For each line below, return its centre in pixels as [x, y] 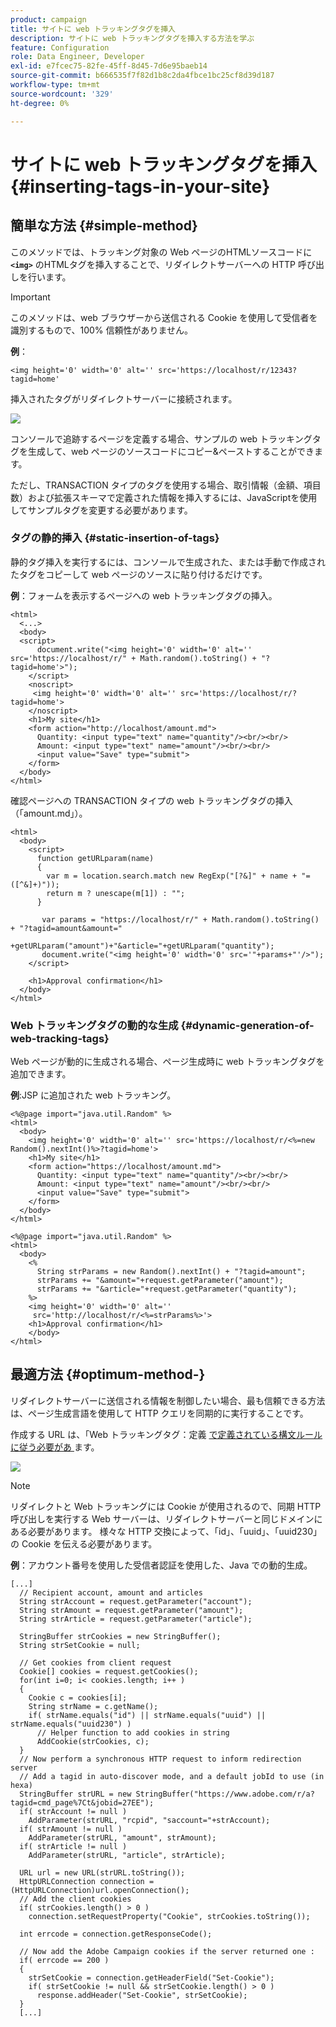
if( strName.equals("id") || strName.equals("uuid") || [147, 1715]
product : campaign [48, 19]
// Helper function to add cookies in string [133, 1732]
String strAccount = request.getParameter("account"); [136, 1601]
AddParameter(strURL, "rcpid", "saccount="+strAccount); [149, 1820]
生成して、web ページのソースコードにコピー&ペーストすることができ [171, 451]
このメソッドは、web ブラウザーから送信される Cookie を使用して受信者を [164, 317]
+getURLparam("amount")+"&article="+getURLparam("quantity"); [142, 946]
